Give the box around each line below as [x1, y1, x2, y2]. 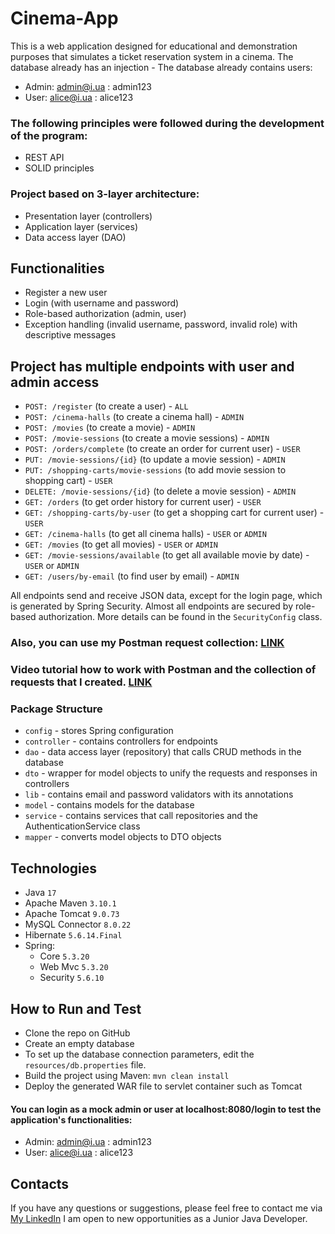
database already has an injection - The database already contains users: [10, 61, 313, 73]
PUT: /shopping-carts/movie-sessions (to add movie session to [24, 464, 287, 476]
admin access [10, 373, 100, 391]
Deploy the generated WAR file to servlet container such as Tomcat [24, 1080, 303, 1092]
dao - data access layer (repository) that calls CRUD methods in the [24, 746, 302, 758]
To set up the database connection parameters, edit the [24, 1048, 255, 1060]
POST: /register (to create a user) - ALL [24, 400, 189, 412]
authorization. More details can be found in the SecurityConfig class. [38, 611, 323, 623]
